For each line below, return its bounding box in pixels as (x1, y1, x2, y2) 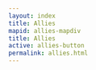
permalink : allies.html (8, 49, 89, 57)
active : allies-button (8, 42, 85, 50)
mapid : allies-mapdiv (8, 27, 81, 35)
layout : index (8, 11, 56, 20)
